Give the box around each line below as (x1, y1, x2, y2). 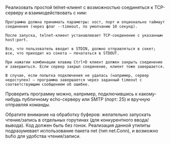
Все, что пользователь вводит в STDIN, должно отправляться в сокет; (5, 46, 156, 51)
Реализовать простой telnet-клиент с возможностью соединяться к (5, 5, 154, 10)
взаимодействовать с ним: (29, 10, 88, 16)
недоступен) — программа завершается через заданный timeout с (5, 77, 143, 82)
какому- (138, 91, 157, 97)
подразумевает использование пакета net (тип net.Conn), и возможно (5, 128, 159, 134)
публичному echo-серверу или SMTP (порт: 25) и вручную (22, 96, 151, 102)
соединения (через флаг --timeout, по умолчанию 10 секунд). (5, 24, 138, 29)
